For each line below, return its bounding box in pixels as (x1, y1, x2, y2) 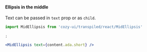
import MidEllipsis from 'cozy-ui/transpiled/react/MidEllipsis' (5, 25, 143, 30)
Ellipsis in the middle (5, 4, 49, 10)
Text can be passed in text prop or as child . (5, 15, 96, 21)
